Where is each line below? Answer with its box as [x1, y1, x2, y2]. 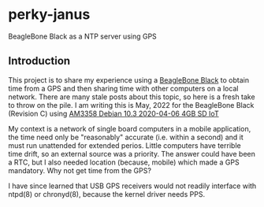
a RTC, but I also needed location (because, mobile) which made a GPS [8, 157, 240, 167]
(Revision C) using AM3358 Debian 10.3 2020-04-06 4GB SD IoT [8, 109, 219, 118]
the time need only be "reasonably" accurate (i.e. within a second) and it [8, 132, 244, 142]
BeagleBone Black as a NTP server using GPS [8, 31, 158, 41]
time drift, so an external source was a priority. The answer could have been [8, 149, 256, 158]
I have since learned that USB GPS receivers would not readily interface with [8, 181, 257, 190]
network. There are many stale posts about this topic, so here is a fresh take [8, 92, 255, 102]
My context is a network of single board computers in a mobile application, [8, 124, 251, 133]
